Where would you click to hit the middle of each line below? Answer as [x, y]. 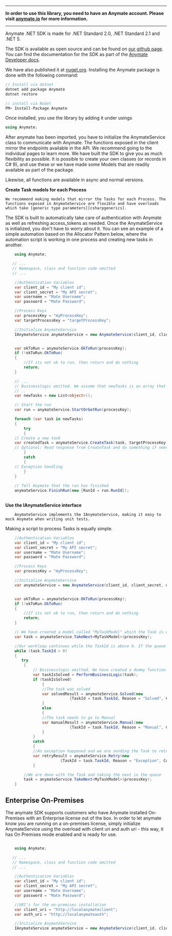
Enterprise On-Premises [45, 800]
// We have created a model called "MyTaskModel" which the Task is [89, 632]
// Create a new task [37, 438]
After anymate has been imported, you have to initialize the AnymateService [85, 137]
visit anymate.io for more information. [47, 19]
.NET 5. [13, 39]
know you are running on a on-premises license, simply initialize [73, 823]
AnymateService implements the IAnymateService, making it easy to [88, 514]
